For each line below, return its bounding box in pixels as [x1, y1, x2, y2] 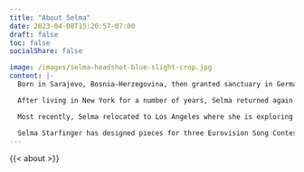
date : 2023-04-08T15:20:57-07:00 [9, 22, 136, 31]
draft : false [9, 30, 59, 39]
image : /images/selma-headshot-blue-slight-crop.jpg [9, 63, 213, 72]
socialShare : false [9, 47, 83, 56]
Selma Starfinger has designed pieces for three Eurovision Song [17, 128, 270, 138]
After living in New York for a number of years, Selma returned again [17, 95, 294, 104]
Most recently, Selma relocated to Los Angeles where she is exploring [17, 112, 294, 122]
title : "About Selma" [9, 13, 91, 23]
